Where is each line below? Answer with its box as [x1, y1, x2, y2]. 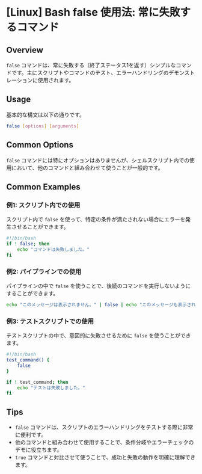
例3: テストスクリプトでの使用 [6, 317, 94, 325]
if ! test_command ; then [6, 379, 69, 385]
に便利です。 [14, 431, 47, 439]
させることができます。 [11, 223, 69, 230]
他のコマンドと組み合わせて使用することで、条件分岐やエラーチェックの [14, 439, 194, 446]
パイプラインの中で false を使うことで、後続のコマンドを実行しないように [6, 282, 191, 289]
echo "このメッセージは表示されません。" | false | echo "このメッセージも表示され [6, 301, 197, 307]
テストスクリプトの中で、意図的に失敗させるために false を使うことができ [6, 332, 191, 339]
